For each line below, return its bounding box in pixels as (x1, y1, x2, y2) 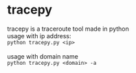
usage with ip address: (7, 31, 71, 40)
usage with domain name (7, 52, 79, 60)
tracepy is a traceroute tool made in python (7, 25, 129, 33)
